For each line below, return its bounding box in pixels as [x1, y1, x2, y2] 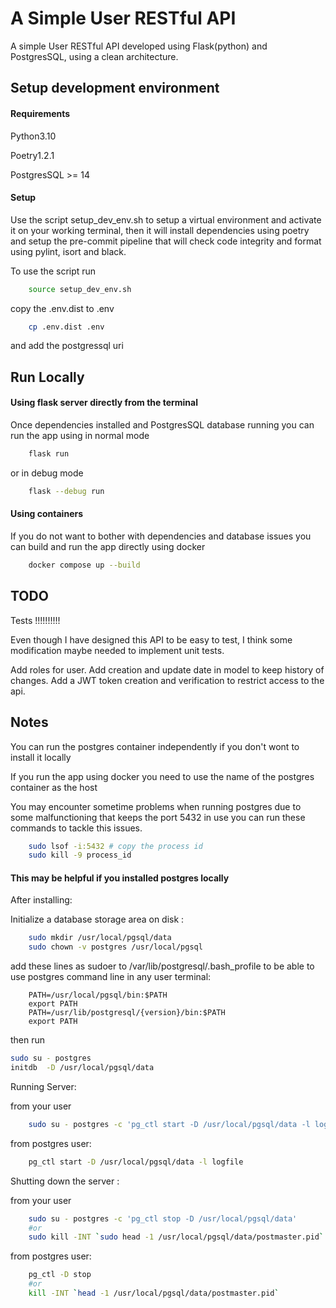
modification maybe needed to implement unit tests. [10, 644, 225, 656]
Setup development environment [10, 80, 220, 97]
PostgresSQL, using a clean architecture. [10, 50, 179, 62]
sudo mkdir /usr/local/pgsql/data [28, 933, 172, 943]
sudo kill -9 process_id [28, 850, 132, 861]
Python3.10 [10, 130, 57, 142]
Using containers [10, 508, 84, 520]
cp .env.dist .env [28, 322, 105, 332]
